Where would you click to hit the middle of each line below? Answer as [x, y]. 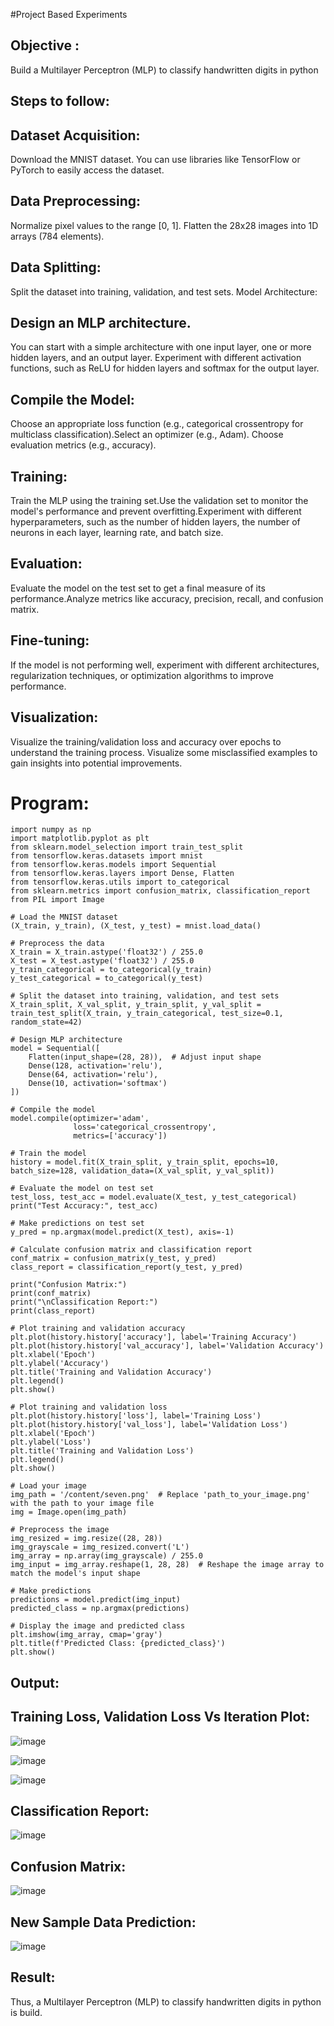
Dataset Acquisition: [75, 135]
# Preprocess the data [57, 944]
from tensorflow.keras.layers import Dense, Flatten [122, 874]
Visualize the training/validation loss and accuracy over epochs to [146, 741]
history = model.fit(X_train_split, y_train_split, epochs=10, [145, 1162]
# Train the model [48, 1154]
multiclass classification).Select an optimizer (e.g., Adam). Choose [147, 435]
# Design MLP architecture [66, 1040]
